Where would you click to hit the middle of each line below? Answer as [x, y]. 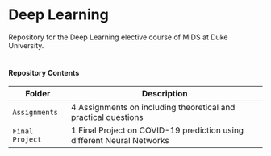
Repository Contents [44, 72]
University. [26, 45]
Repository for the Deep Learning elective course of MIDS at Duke [118, 37]
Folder [38, 94]
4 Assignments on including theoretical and [153, 108]
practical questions [107, 117]
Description [165, 94]
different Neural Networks [120, 141]
